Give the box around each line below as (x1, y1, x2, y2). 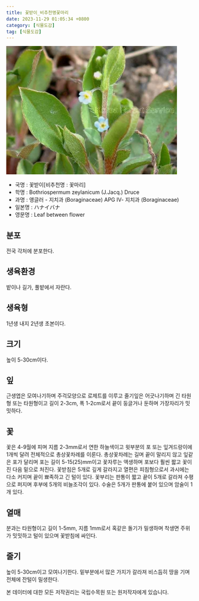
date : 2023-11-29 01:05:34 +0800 (6, 16, 90, 22)
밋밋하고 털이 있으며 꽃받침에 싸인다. (12, 532, 97, 539)
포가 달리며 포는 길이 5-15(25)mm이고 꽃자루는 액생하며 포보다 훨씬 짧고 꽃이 (12, 459, 192, 466)
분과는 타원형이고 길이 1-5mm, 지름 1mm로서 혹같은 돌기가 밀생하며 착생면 (6, 524, 179, 532)
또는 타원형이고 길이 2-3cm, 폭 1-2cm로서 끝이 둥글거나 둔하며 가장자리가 (12, 400, 184, 407)
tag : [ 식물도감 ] (6, 29, 42, 35)
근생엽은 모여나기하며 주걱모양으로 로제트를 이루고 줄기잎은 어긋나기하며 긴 (6, 392, 180, 399)
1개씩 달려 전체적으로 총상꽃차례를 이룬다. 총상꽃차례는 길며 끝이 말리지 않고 (6, 451, 182, 458)
